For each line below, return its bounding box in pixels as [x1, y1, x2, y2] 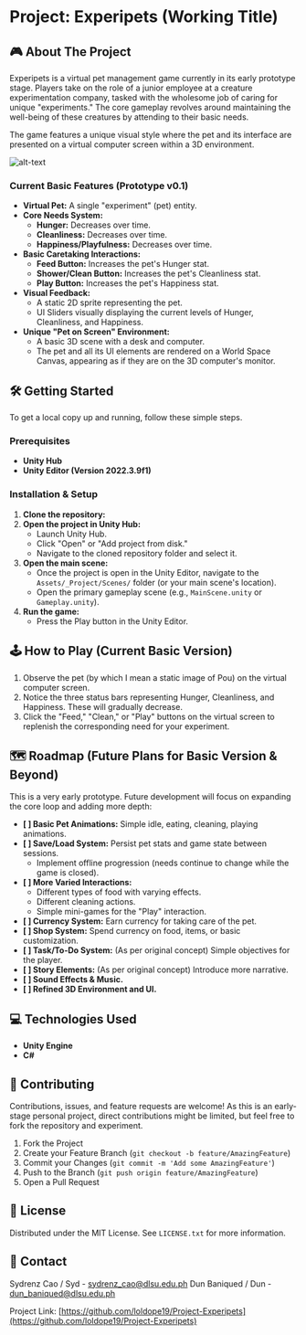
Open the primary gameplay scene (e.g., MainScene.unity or [36, 587, 262, 598]
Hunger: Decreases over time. [36, 219, 151, 230]
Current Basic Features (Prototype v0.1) [9, 179, 189, 192]
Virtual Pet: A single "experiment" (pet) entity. [22, 200, 197, 211]
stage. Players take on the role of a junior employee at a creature [9, 82, 253, 93]
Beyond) [9, 767, 59, 782]
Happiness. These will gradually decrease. [22, 701, 183, 712]
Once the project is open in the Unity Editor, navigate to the [36, 567, 259, 577]
